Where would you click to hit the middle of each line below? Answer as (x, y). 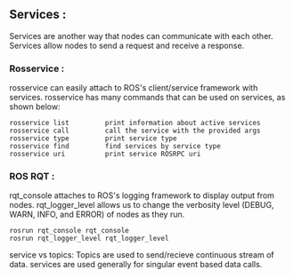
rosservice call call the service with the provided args (135, 131)
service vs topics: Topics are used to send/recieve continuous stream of (142, 255)
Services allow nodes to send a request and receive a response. (127, 45)
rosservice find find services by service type (115, 147)
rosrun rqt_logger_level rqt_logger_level (89, 239)
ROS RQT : (32, 177)
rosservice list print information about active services (135, 123)
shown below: (35, 107)
